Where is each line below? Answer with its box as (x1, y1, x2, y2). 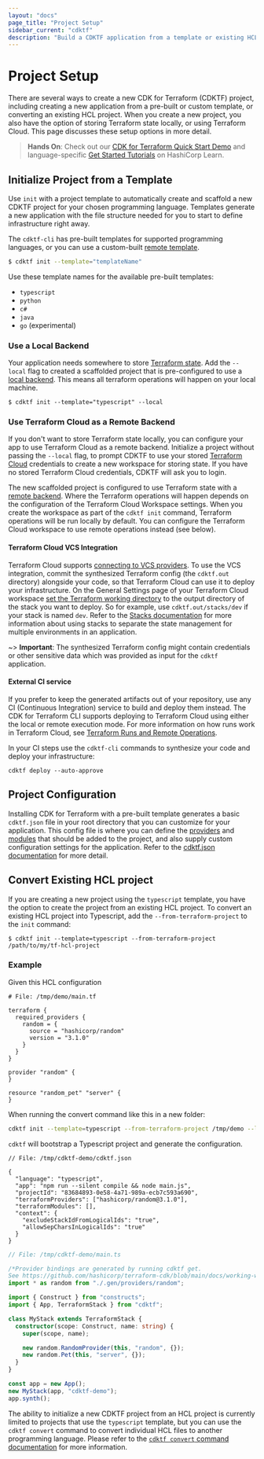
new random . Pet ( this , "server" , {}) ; (22, 1351, 146, 1359)
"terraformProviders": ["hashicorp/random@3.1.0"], (15, 1196, 189, 1204)
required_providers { (15, 1013, 86, 1021)
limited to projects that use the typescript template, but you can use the (8, 1417, 242, 1427)
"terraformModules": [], (15, 1202, 97, 1211)
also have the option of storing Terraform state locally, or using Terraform (8, 119, 246, 128)
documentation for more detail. (8, 851, 108, 860)
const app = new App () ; (8, 1380, 86, 1388)
